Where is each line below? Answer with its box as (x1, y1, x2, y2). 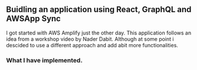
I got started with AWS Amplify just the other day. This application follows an (6, 29, 192, 36)
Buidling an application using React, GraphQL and (6, 5, 192, 15)
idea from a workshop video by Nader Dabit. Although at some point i (6, 35, 174, 43)
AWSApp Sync (6, 14, 61, 24)
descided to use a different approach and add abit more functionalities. (6, 41, 178, 48)
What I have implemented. (6, 56, 83, 64)
